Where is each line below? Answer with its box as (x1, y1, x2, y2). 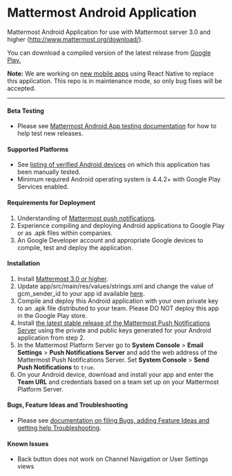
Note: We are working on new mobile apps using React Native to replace (7, 69, 214, 78)
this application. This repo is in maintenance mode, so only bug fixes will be (7, 76, 222, 85)
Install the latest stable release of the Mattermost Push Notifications (17, 319, 211, 327)
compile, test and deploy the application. (17, 243, 133, 252)
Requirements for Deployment (7, 198, 96, 206)
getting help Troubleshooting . (17, 423, 101, 432)
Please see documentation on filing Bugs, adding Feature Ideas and (17, 416, 210, 424)
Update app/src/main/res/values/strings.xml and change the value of (17, 282, 214, 290)
